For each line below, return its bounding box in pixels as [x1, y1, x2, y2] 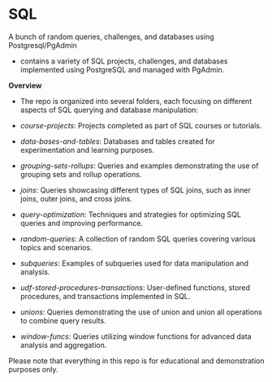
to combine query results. [19, 315, 107, 325]
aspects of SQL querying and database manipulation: [19, 105, 199, 115]
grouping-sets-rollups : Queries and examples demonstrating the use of [19, 160, 259, 171]
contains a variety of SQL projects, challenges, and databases [19, 56, 229, 66]
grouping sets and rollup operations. [19, 169, 142, 179]
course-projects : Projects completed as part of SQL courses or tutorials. [19, 120, 262, 130]
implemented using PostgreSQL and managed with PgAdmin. [19, 64, 225, 74]
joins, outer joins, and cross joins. [19, 193, 132, 203]
